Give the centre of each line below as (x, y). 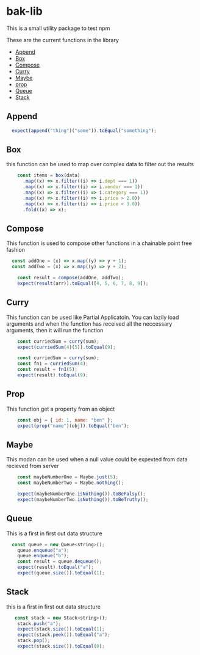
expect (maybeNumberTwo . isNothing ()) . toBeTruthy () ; (83, 499)
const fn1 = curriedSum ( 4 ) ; (53, 364)
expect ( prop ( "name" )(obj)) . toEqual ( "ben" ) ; (73, 426)
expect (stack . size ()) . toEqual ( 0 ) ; (61, 646)
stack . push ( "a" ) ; (39, 624)
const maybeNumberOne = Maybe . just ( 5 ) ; (68, 477)
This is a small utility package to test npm (58, 28)
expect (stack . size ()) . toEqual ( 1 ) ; (61, 629)
